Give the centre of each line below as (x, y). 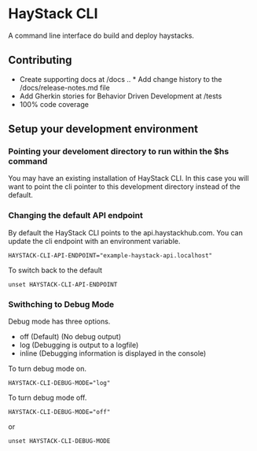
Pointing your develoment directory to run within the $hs (119, 152)
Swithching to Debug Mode (61, 304)
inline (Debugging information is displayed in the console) (113, 353)
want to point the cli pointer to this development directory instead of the (125, 187)
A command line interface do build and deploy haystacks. (101, 35)
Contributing (40, 60)
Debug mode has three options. (59, 322)
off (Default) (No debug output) (70, 337)
